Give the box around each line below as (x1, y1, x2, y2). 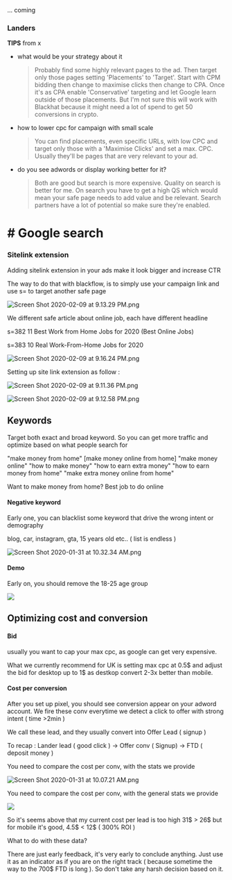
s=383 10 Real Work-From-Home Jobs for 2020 (7, 341, 144, 349)
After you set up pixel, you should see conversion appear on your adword (7, 699, 217, 708)
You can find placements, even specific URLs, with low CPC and (34, 137, 218, 145)
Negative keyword (7, 498, 61, 507)
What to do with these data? (7, 836, 88, 845)
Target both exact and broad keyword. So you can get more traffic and (7, 433, 208, 441)
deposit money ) (7, 749, 54, 757)
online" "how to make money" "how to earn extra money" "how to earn (7, 462, 210, 470)
